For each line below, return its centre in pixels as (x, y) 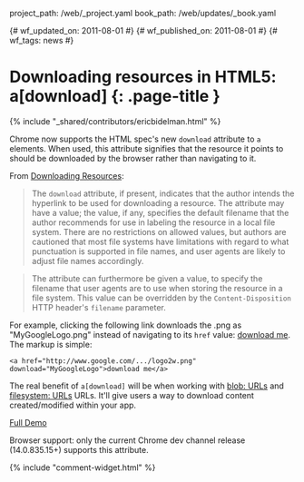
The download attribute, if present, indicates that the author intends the (163, 193)
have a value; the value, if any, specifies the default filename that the (160, 212)
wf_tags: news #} (42, 40)
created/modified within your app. (73, 405)
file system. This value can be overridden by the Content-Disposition (162, 298)
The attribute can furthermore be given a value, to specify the (147, 278)
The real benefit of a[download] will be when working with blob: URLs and (147, 386)
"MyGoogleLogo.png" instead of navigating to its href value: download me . (150, 334)
